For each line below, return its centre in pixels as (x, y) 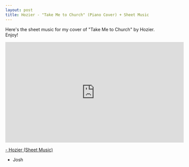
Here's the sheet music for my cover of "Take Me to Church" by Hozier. (80, 29)
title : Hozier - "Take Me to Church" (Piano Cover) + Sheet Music (77, 15)
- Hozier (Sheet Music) (29, 150)
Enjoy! (12, 35)
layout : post (19, 10)
